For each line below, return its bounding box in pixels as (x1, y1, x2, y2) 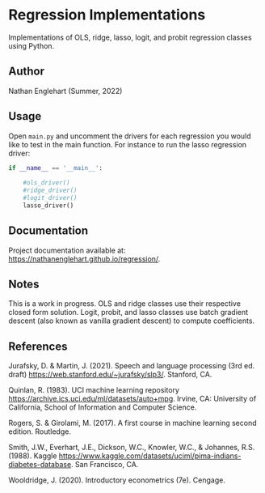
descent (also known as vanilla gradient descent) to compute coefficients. (8, 316, 255, 325)
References (8, 339, 68, 353)
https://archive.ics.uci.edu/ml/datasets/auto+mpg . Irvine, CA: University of (8, 394, 257, 404)
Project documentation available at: (8, 245, 126, 255)
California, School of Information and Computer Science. (8, 402, 197, 412)
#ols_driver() (23, 179, 70, 187)
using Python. (8, 40, 55, 50)
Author (8, 65, 44, 79)
